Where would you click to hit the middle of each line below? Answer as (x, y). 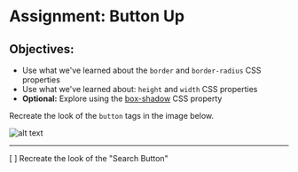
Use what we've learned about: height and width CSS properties (140, 89)
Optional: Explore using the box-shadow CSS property (122, 98)
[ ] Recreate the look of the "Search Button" (89, 158)
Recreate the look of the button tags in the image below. (112, 116)
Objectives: (42, 49)
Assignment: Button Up (97, 16)
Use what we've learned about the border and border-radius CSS (141, 70)
